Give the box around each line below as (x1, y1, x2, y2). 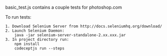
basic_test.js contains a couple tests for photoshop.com (5, 5, 122, 10)
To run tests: (5, 14, 31, 20)
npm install (14, 41, 40, 46)
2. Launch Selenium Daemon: (5, 28, 65, 33)
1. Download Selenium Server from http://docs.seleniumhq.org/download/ (5, 24, 162, 29)
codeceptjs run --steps (14, 46, 65, 51)
